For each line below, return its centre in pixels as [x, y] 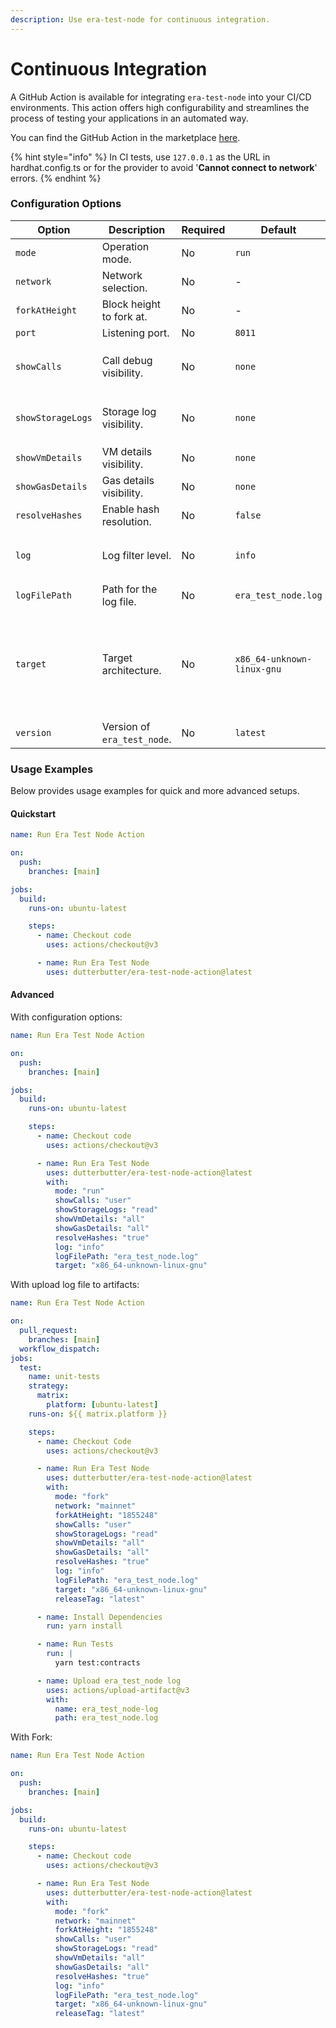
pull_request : [48, 1331]
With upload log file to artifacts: [75, 1285]
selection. [124, 288]
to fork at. [124, 316]
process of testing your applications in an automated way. [129, 118]
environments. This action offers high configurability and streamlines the [160, 107]
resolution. [126, 521]
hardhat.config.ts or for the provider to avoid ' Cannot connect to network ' [164, 167]
